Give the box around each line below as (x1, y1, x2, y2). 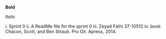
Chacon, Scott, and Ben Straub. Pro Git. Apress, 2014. (5, 29, 117, 34)
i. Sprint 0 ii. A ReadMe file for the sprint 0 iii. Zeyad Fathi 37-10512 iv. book (5, 23, 161, 29)
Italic (5, 14, 16, 19)
